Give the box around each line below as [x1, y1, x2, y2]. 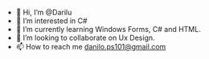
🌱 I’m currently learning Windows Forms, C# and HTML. [15, 25, 201, 33]
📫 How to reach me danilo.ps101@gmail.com [15, 42, 166, 51]
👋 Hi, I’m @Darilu [15, 8, 72, 17]
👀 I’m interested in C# [15, 16, 88, 26]
